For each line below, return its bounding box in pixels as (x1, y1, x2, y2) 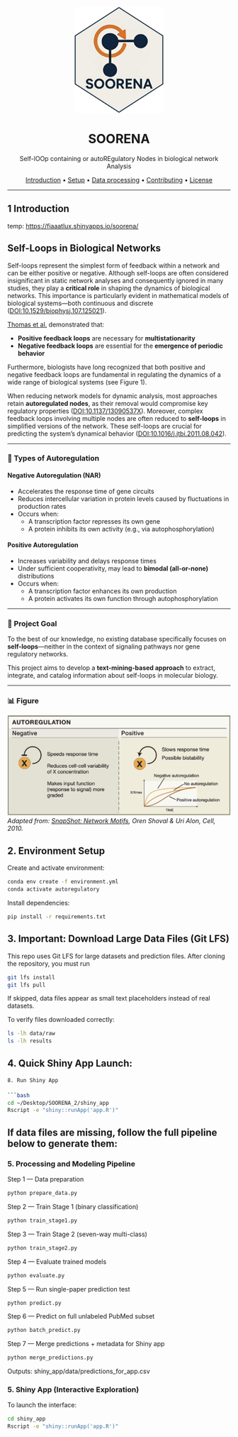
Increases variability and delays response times (17, 556, 157, 565)
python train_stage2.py (7, 1244, 78, 1252)
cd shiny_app (7, 1416, 46, 1423)
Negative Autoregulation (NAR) (7, 471, 101, 480)
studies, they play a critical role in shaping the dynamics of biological (7, 284, 210, 292)
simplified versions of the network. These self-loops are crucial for (7, 422, 202, 430)
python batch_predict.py (7, 1327, 81, 1334)
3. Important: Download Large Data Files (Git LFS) (7, 933, 230, 945)
